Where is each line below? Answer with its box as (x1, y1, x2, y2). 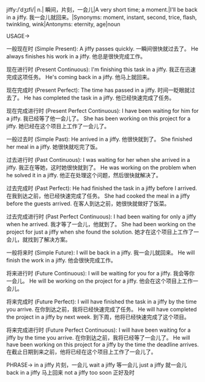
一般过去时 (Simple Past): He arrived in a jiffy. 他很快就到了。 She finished (6, 136, 193, 143)
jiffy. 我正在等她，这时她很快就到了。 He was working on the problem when (6, 164, 196, 171)
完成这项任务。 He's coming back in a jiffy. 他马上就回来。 (6, 74, 153, 80)
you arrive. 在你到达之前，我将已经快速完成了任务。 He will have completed (6, 306, 197, 313)
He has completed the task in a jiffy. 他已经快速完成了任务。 (23, 94, 175, 101)
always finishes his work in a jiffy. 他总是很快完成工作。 (6, 53, 146, 60)
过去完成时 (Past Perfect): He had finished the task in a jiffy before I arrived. (6, 185, 198, 192)
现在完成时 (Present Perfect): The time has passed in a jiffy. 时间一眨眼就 (6, 86, 190, 94)
